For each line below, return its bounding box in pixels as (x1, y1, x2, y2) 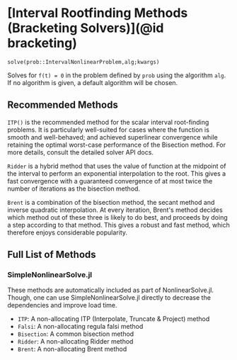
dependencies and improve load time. (7, 301, 118, 310)
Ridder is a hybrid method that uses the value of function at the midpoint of (7, 162, 226, 170)
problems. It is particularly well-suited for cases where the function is (7, 125, 210, 134)
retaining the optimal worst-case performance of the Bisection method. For (7, 140, 226, 149)
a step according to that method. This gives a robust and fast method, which (7, 220, 230, 229)
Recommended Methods (7, 99, 118, 111)
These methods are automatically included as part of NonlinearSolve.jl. (7, 286, 214, 295)
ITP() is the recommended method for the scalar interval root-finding (7, 118, 209, 126)
